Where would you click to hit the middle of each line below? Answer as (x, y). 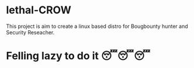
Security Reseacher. (30, 32)
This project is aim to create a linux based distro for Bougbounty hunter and (97, 26)
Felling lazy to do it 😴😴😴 (78, 56)
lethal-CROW (39, 10)
